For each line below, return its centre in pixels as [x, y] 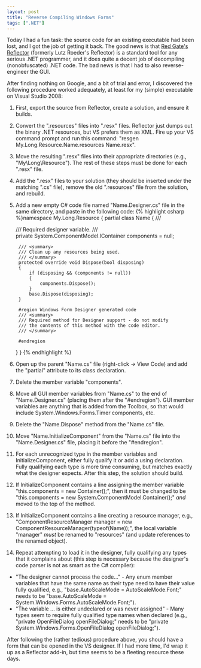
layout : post [23, 12]
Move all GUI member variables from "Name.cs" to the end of [91, 394]
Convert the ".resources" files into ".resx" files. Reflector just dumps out [104, 126]
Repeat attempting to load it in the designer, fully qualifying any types [101, 553]
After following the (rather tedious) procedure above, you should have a [95, 640]
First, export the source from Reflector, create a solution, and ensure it [102, 108]
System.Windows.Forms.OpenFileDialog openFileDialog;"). [88, 628]
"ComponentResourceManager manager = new [74, 522]
